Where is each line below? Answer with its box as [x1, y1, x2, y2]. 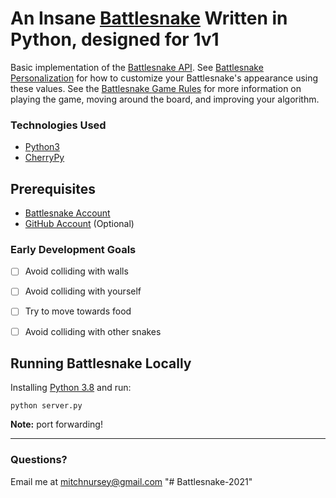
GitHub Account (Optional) [24, 218, 135, 230]
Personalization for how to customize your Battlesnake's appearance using [10, 72, 319, 84]
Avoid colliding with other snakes [24, 325, 162, 337]
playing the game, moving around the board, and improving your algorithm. [10, 93, 320, 105]
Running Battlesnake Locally [10, 355, 192, 372]
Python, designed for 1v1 [10, 28, 220, 51]
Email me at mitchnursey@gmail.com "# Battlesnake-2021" [10, 475, 253, 487]
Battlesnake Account [24, 207, 111, 219]
